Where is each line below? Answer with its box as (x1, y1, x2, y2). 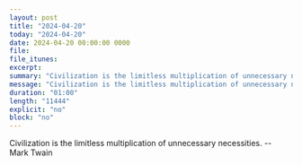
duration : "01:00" (9, 88, 78, 97)
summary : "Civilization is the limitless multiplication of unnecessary (9, 72, 288, 81)
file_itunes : (9, 55, 58, 64)
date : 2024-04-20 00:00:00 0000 (9, 38, 130, 48)
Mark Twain (9, 147, 53, 158)
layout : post (9, 13, 58, 22)
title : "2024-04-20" (9, 22, 87, 30)
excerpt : (9, 64, 42, 73)
